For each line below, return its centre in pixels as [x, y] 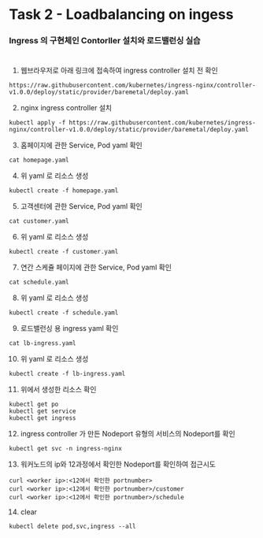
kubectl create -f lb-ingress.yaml [67, 374]
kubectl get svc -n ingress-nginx [66, 449]
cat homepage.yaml [39, 160]
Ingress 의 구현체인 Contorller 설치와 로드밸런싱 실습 [105, 41]
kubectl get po [34, 404]
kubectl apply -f [37, 123]
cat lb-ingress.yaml [43, 343]
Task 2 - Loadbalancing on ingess [121, 15]
